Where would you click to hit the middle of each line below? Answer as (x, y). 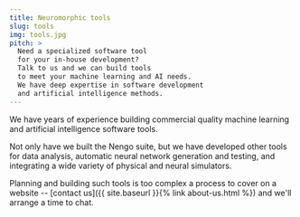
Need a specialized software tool (82, 52)
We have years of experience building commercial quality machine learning (150, 119)
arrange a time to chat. (52, 202)
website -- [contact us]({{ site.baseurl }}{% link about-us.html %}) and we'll (150, 193)
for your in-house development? (79, 60)
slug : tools (32, 26)
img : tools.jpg (38, 34)
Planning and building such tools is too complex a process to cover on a (143, 183)
